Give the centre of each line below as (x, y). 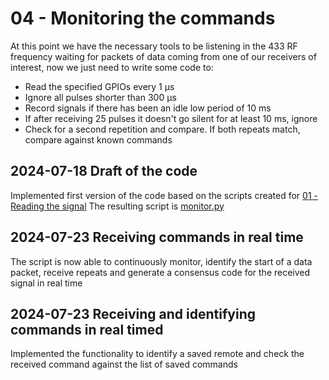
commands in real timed (87, 329)
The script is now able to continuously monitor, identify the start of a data (161, 261)
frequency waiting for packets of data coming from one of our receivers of (163, 56)
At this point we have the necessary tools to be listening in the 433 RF (154, 46)
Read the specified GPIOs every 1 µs (99, 86)
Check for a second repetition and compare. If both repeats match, (162, 129)
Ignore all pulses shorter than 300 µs (100, 97)
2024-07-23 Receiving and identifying (133, 313)
